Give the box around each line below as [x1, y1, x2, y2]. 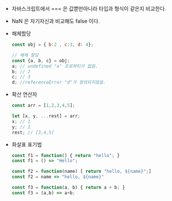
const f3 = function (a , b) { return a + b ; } [11, 185, 125, 190]
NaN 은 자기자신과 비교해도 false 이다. [11, 18, 100, 25]
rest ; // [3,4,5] [11, 130, 55, 135]
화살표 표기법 [11, 141, 42, 148]
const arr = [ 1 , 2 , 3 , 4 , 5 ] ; [11, 103, 75, 108]
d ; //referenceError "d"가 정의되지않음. [11, 80, 106, 86]
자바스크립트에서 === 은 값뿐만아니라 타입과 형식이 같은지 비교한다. [11, 5, 166, 12]
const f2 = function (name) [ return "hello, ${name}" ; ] [11, 169, 151, 175]
